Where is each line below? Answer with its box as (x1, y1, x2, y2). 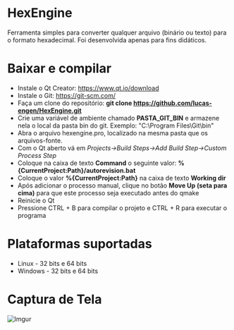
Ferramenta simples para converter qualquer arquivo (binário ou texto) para (7, 28, 227, 37)
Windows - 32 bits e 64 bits (17, 267, 99, 275)
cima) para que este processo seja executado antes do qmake (17, 188, 199, 197)
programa (17, 211, 47, 219)
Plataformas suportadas (7, 236, 153, 252)
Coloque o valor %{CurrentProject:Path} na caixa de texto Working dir (17, 173, 226, 182)
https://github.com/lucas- (133, 99, 213, 107)
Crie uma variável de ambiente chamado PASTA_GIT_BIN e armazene (17, 114, 220, 122)
